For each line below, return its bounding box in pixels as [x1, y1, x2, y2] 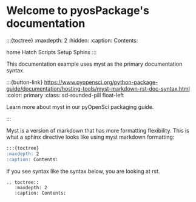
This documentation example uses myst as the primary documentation [6, 60, 183, 68]
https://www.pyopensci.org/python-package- [44, 78, 158, 86]
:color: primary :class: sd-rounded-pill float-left [6, 91, 124, 99]
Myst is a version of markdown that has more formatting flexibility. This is [6, 127, 190, 134]
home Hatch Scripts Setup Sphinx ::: [6, 48, 97, 55]
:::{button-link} [6, 78, 43, 86]
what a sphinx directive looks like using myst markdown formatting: [6, 133, 175, 141]
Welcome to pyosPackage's [6, 4, 150, 18]
